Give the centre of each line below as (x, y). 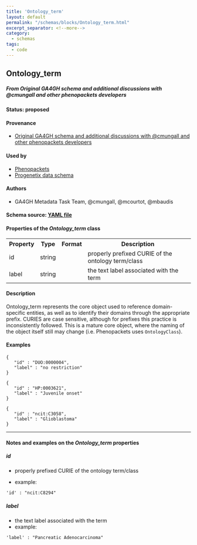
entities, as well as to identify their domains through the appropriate (108, 312)
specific (16, 312)
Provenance (21, 123)
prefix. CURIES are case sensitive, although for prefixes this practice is (91, 319)
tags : (13, 45)
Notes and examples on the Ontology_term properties (73, 443)
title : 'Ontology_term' (35, 11)
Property (22, 244)
